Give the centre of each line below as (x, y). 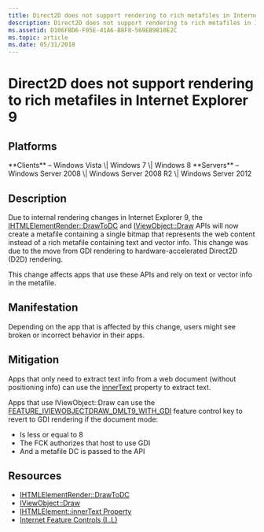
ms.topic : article (38, 37)
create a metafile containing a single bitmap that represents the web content (132, 234)
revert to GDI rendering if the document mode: (83, 419)
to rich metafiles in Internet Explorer (128, 100)
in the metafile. (32, 283)
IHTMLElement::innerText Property (75, 512)
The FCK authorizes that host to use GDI (85, 443)
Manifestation (43, 308)
